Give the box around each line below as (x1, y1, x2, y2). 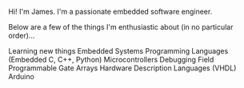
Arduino (8, 72, 34, 81)
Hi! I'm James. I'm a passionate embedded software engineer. (8, 7, 213, 16)
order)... (8, 31, 35, 40)
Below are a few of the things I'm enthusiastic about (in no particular (8, 22, 234, 31)
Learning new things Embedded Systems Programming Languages (8, 46, 229, 55)
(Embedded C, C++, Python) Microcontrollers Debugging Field (8, 55, 214, 64)
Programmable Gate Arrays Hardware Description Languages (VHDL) (8, 63, 237, 73)
